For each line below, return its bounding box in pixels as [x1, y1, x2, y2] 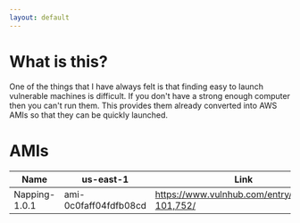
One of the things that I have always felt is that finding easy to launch [9, 81, 263, 92]
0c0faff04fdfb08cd [63, 199, 147, 211]
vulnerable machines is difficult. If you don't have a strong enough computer [9, 90, 290, 101]
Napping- [13, 188, 56, 201]
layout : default [9, 12, 70, 22]
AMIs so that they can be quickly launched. [9, 109, 168, 120]
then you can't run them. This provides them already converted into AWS [9, 100, 278, 111]
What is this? [9, 51, 109, 71]
